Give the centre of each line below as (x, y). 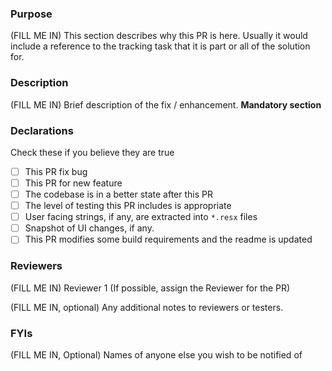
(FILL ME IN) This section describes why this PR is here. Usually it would (159, 36)
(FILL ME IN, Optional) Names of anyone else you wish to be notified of (156, 354)
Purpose (31, 14)
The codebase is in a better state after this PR (118, 194)
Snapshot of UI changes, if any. (89, 228)
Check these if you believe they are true (92, 152)
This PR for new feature (73, 183)
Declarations (42, 130)
